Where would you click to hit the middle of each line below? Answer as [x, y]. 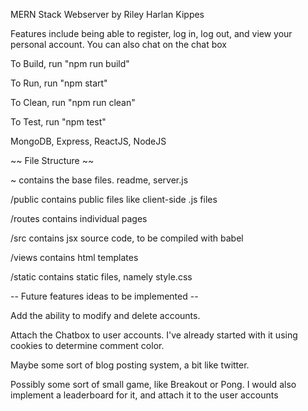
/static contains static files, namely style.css [101, 277]
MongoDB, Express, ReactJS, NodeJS [88, 141]
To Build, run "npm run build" [70, 63]
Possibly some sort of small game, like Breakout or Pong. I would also [153, 384]
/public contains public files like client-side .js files [114, 199]
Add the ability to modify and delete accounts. [105, 315]
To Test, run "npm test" [58, 122]
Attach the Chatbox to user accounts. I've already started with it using [154, 335]
